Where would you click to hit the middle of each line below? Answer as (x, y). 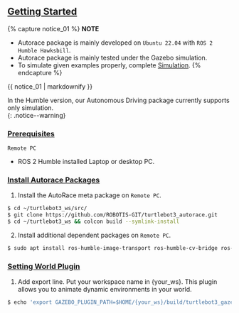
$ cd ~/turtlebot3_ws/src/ (47, 209)
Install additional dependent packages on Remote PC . (94, 235)
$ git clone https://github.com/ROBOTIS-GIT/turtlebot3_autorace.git (113, 215)
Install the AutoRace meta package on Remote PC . (89, 195)
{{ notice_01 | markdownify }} (50, 86)
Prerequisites (31, 133)
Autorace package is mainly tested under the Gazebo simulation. (112, 57)
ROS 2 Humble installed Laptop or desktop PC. (86, 162)
